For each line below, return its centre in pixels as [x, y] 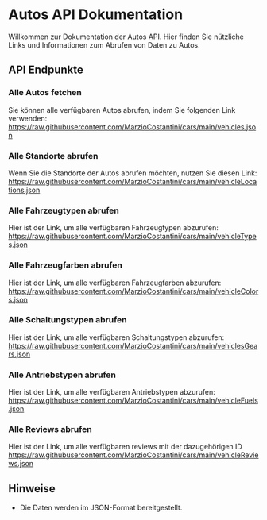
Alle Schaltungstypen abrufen [68, 320]
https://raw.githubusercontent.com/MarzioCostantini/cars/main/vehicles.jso [132, 127]
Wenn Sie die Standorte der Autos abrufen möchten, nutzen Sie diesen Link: [133, 173]
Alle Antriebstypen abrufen [62, 375]
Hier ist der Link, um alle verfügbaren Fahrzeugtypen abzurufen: [113, 228]
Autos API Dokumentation [96, 15]
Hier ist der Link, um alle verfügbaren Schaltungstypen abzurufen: [116, 337]
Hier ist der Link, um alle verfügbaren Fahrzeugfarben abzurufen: [115, 283]
